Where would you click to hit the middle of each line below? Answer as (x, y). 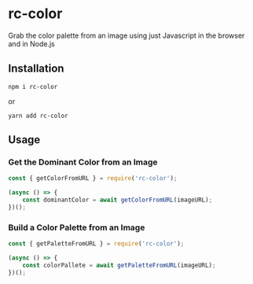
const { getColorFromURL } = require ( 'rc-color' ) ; (93, 179)
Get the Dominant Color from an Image (83, 162)
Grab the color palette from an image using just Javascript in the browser (126, 35)
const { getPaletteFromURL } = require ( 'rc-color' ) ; (96, 244)
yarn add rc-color (38, 116)
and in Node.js (31, 43)
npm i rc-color (33, 87)
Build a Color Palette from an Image (77, 227)
